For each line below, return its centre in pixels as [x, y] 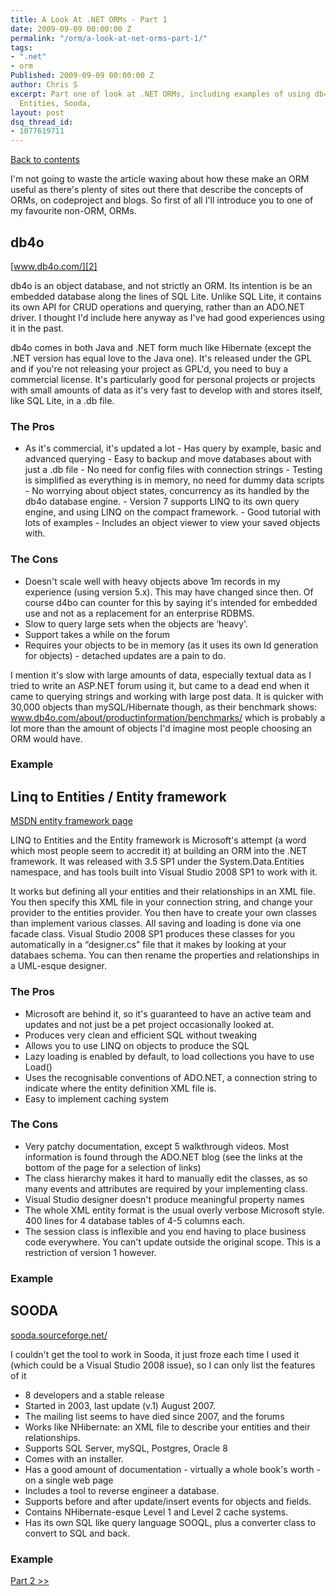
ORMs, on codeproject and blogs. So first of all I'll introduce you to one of [162, 200]
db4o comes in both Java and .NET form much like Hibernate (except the [161, 347]
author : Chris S [44, 85]
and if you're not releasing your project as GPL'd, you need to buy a [149, 368]
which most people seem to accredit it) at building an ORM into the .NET [159, 851]
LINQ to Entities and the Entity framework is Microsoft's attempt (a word [158, 840]
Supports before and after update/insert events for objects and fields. [168, 1501]
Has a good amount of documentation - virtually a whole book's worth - [173, 1469]
